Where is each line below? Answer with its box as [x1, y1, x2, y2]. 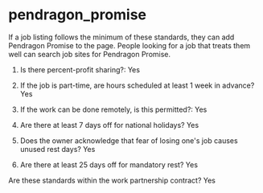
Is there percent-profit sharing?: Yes [19, 64, 141, 74]
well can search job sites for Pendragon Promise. [8, 49, 171, 59]
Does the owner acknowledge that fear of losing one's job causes [19, 135, 239, 146]
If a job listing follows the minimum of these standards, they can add [8, 32, 235, 42]
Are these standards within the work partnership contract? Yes [8, 175, 216, 185]
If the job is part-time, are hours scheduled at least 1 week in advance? [19, 80, 255, 90]
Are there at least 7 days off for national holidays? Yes [19, 120, 199, 129]
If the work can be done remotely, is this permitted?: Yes [19, 105, 208, 114]
